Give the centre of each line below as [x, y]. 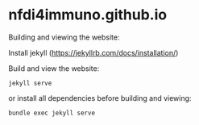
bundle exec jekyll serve [52, 113]
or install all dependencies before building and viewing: [100, 98]
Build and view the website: [54, 68]
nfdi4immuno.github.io [88, 15]
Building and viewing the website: [64, 37]
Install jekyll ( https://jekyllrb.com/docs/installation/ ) [93, 52]
